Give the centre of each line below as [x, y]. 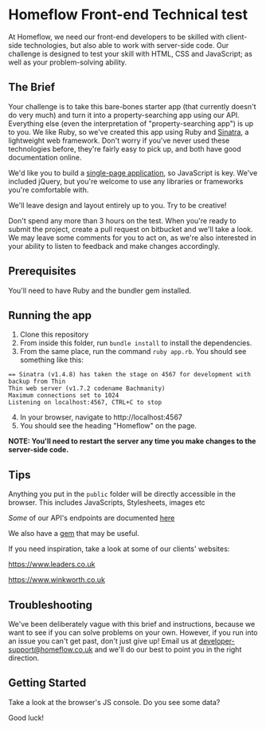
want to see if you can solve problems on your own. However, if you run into [133, 632]
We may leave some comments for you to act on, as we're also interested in [132, 238]
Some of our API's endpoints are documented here [92, 518]
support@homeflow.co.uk [51, 649]
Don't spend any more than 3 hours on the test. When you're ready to [122, 220]
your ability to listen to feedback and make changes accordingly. [114, 246]
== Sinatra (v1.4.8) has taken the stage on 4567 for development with [129, 375]
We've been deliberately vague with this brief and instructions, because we [132, 624]
